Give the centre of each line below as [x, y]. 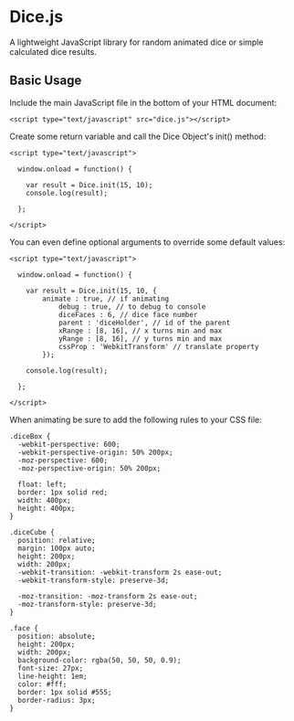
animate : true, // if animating [106, 299]
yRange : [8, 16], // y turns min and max [140, 339]
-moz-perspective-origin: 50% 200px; [89, 468]
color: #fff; [42, 684]
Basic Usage [46, 81]
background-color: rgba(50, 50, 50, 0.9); [100, 660]
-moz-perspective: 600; [63, 460]
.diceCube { [32, 532]
